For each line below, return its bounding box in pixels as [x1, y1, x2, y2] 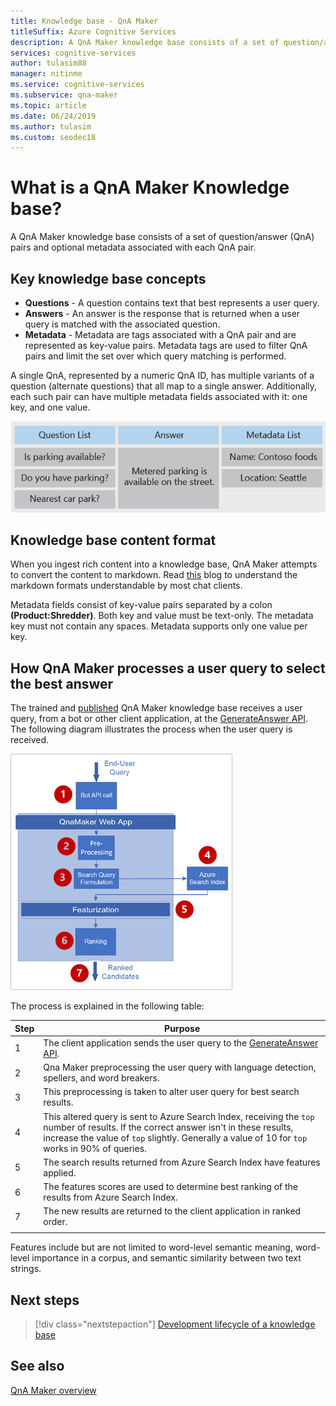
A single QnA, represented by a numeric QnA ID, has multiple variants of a [10, 370, 315, 381]
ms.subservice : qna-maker [10, 90, 118, 100]
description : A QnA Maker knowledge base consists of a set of [10, 37, 280, 47]
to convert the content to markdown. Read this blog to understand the [10, 569, 298, 581]
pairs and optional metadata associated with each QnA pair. [10, 241, 257, 254]
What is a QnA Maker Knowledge [10, 176, 290, 199]
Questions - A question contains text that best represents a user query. [24, 297, 320, 309]
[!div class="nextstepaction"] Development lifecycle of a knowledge [34, 1318, 316, 1330]
